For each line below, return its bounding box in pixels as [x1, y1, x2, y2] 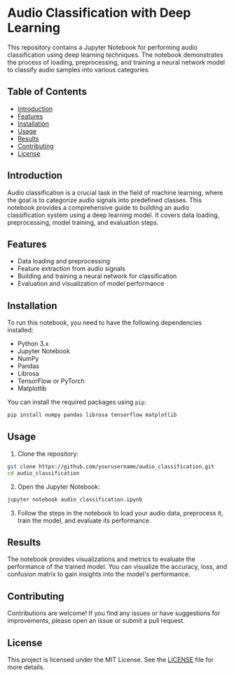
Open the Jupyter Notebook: [17, 482, 100, 491]
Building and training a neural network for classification [17, 272, 177, 280]
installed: [7, 326, 34, 334]
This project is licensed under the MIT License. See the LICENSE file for [7, 655, 214, 664]
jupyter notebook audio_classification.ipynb [7, 496, 142, 503]
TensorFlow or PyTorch [17, 377, 85, 386]
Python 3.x [17, 339, 49, 348]
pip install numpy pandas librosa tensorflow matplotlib [7, 412, 177, 419]
